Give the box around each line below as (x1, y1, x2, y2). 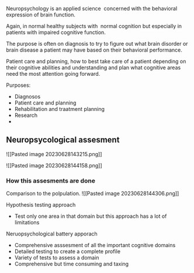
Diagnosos (14, 93, 41, 100)
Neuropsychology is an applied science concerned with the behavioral (6, 5, 178, 12)
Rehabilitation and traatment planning (14, 106, 105, 112)
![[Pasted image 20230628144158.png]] (6, 161, 102, 169)
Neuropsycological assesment (6, 135, 120, 145)
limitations (14, 219, 40, 226)
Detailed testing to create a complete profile (14, 248, 121, 255)
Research (14, 112, 38, 119)
